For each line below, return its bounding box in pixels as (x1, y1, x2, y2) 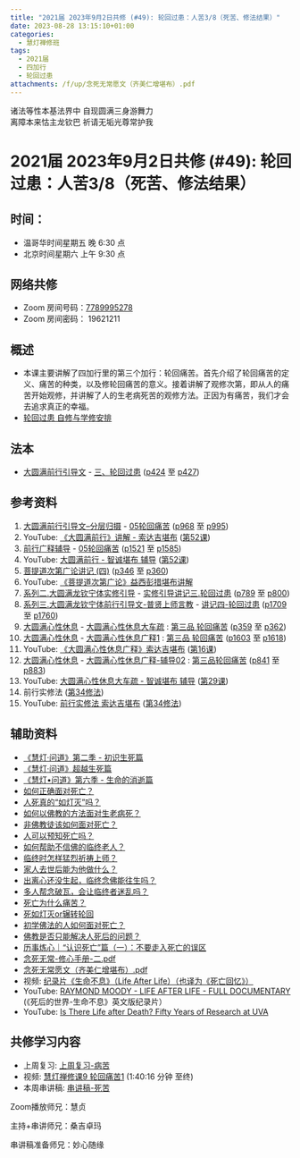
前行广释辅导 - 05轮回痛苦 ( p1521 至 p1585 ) (22, 543, 182, 554)
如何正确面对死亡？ (22, 785, 95, 796)
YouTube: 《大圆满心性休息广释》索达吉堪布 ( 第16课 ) (22, 643, 217, 654)
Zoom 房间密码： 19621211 (22, 314, 121, 325)
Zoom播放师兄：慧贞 (10, 1101, 87, 1112)
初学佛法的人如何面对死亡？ (22, 919, 126, 930)
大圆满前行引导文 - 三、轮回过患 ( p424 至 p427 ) (22, 467, 200, 478)
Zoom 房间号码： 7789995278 (22, 302, 133, 313)
